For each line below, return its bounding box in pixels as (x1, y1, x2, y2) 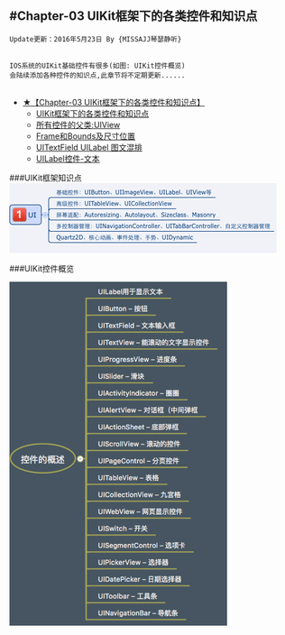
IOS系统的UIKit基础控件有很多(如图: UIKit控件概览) (9, 61, 186, 70)
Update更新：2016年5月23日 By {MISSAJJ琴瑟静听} (9, 34, 182, 43)
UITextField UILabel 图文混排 (35, 142, 142, 152)
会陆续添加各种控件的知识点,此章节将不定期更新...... (9, 70, 186, 79)
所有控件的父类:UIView (35, 119, 121, 130)
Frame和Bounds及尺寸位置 (35, 130, 136, 142)
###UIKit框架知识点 (9, 172, 83, 183)
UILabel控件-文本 (35, 152, 101, 164)
